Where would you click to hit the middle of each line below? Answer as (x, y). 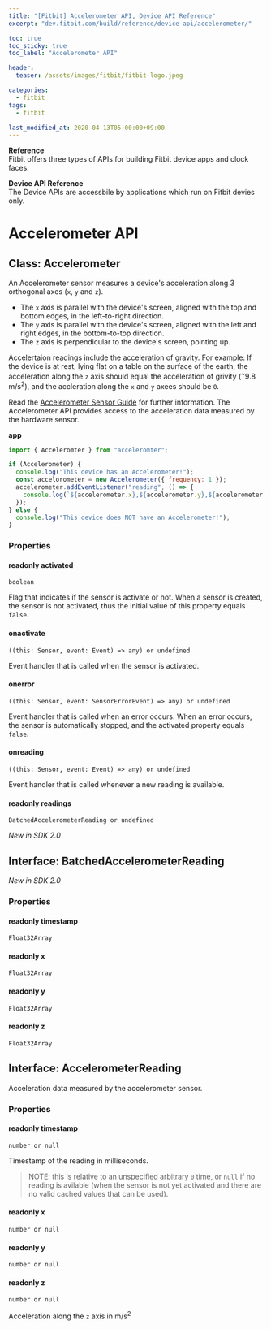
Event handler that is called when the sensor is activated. (104, 665)
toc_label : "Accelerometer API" (63, 54)
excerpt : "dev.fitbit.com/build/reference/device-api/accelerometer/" (130, 24)
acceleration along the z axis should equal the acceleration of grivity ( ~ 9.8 (132, 376)
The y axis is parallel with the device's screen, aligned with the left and (138, 325)
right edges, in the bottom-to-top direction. (92, 333)
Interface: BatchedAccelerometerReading (116, 861)
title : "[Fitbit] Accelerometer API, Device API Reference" (112, 16)
